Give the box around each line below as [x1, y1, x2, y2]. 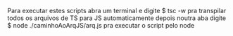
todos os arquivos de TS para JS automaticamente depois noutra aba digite [7, 14, 227, 22]
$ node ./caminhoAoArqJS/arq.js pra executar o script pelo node [7, 21, 195, 29]
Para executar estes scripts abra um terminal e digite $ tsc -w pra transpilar [7, 7, 227, 15]
